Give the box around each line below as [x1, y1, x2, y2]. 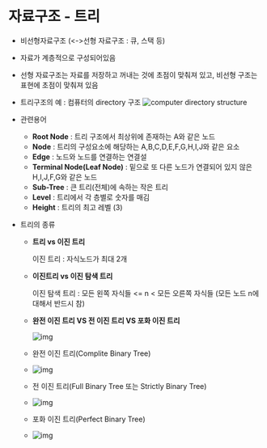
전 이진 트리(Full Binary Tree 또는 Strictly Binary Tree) [32, 381, 207, 391]
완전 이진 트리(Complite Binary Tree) [32, 349, 151, 358]
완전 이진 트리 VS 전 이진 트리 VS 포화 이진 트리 [32, 315, 180, 325]
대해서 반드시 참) [32, 298, 85, 308]
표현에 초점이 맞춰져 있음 [19, 80, 99, 90]
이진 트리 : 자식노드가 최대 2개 [32, 254, 128, 264]
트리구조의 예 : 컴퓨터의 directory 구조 [19, 97, 142, 107]
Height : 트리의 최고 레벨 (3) [32, 202, 123, 212]
